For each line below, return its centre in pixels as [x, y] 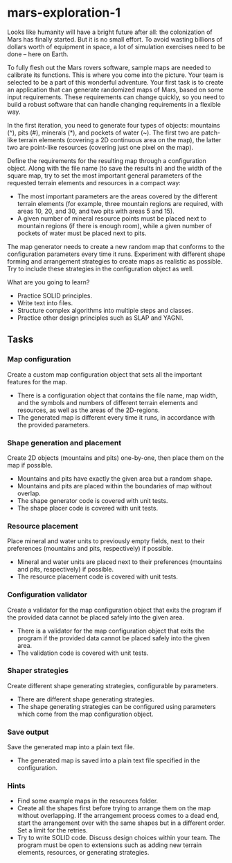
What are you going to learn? [48, 282]
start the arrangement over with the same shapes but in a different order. [121, 823]
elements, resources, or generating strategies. [83, 853]
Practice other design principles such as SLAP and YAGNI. [100, 318]
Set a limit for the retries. [52, 830]
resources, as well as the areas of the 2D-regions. [89, 410]
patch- [211, 133]
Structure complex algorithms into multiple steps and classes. [105, 310]
